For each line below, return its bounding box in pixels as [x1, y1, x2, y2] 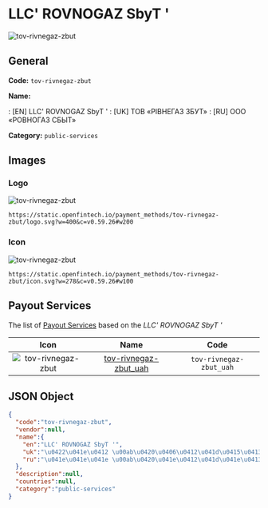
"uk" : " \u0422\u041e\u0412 [22, 448, 109, 456]
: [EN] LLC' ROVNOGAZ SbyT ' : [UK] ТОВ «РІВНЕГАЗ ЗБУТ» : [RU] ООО [8, 106, 246, 116]
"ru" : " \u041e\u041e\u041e [22, 455, 109, 463]
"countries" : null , [15, 478, 77, 486]
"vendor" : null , [15, 426, 66, 434]
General [8, 54, 49, 68]
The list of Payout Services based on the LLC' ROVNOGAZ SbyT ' [8, 320, 223, 330]
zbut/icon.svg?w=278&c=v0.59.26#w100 [8, 277, 134, 285]
